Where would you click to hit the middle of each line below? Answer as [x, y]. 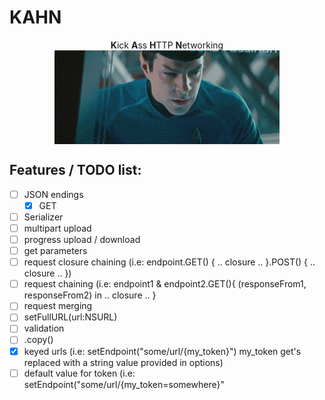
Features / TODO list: [75, 170]
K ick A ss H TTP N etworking [167, 45]
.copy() [38, 340]
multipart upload [57, 228]
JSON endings [53, 194]
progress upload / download [82, 239]
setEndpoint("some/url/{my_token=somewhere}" [124, 384]
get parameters [55, 251]
